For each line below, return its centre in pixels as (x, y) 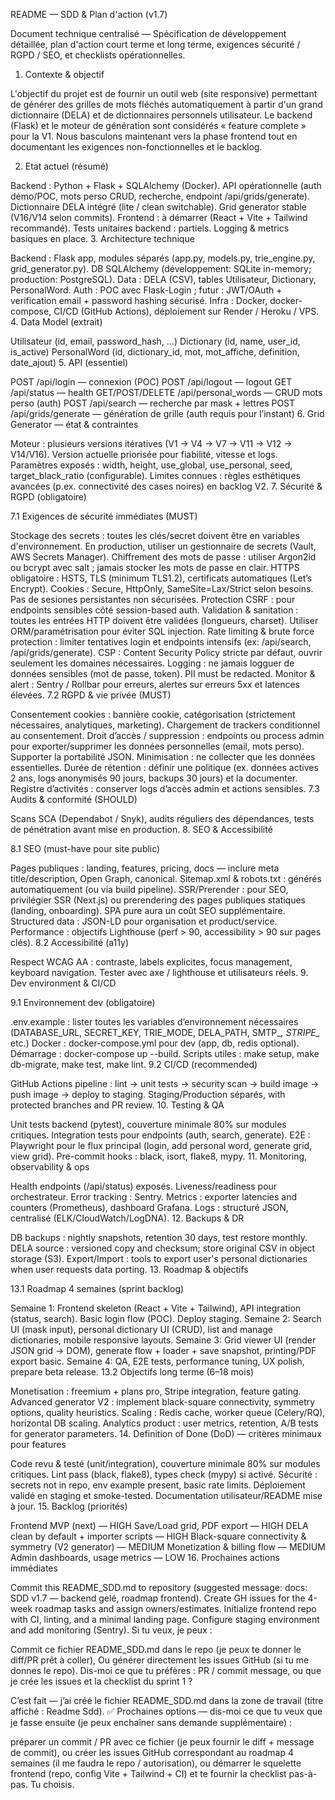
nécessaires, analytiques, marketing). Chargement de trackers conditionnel (165, 725)
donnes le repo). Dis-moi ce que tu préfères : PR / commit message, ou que (166, 1670)
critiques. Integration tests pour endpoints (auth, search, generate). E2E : (160, 1135)
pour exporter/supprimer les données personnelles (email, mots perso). (157, 746)
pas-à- (303, 1773)
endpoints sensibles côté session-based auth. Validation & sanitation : (154, 610)
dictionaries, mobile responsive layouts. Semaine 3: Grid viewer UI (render (163, 1340)
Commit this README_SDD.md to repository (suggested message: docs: (159, 1587)
